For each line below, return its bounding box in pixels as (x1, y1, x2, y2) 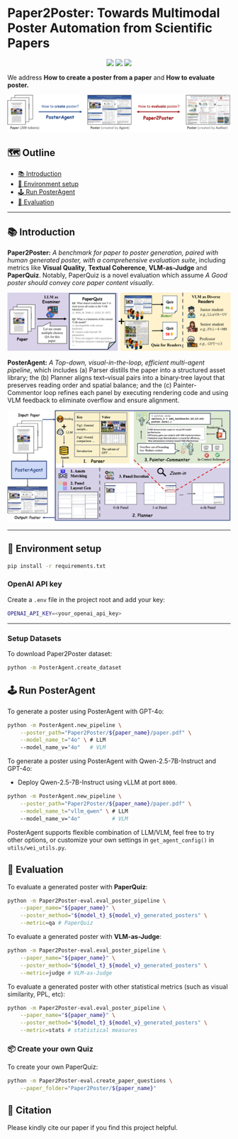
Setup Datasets (7, 633, 62, 643)
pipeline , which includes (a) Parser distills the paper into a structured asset (7, 366, 225, 374)
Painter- (173, 381, 197, 389)
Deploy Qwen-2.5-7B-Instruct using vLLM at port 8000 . (17, 778, 177, 787)
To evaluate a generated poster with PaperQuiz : (7, 882, 148, 891)
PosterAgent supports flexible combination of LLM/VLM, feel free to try (7, 828, 215, 836)
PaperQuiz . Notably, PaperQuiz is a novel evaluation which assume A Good (7, 271, 228, 279)
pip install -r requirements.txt (7, 562, 106, 569)
